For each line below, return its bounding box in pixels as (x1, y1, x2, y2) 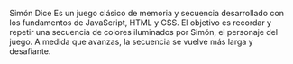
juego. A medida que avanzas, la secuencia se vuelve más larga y (9, 36, 254, 47)
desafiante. (9, 46, 51, 57)
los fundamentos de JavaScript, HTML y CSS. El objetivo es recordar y (9, 17, 272, 28)
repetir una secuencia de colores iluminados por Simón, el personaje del (9, 27, 278, 37)
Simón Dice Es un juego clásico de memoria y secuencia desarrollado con (9, 8, 284, 18)
